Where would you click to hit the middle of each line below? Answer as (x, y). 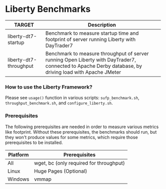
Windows (19, 179)
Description (102, 25)
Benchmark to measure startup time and (92, 33)
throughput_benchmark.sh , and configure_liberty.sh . (59, 103)
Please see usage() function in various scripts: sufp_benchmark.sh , (72, 98)
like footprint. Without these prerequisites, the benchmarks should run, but (81, 132)
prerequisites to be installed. (34, 142)
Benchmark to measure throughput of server (97, 53)
